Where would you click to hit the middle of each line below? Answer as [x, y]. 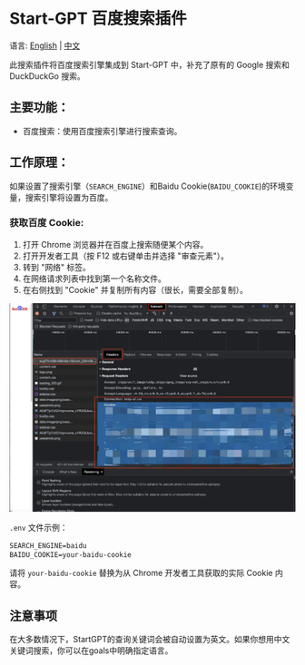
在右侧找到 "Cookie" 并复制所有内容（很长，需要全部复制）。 [135, 289]
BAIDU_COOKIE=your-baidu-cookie [70, 555]
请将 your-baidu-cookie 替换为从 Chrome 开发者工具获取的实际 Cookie [142, 573]
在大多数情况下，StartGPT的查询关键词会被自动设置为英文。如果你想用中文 [150, 640]
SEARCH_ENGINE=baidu [49, 546]
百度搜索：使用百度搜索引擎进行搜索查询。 [102, 131]
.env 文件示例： [39, 528]
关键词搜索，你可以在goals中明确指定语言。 [91, 650]
